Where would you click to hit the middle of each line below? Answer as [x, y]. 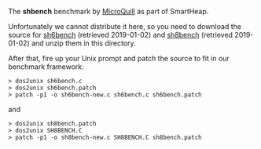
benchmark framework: [46, 67]
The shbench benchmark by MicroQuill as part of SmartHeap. [108, 11]
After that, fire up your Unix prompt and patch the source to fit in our [119, 58]
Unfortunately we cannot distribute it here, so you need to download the [125, 26]
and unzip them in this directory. [83, 43]
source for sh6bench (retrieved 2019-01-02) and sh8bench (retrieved [121, 35]
